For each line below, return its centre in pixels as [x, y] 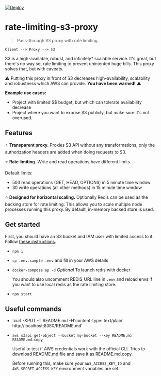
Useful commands [33, 309]
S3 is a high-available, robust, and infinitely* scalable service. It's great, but [80, 58]
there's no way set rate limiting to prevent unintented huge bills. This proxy [80, 64]
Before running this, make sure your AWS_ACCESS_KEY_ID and [71, 363]
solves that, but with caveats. [34, 68]
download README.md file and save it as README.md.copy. [72, 354]
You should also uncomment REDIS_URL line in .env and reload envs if [82, 279]
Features [19, 133]
